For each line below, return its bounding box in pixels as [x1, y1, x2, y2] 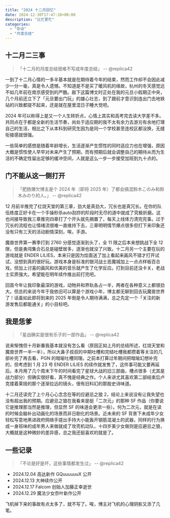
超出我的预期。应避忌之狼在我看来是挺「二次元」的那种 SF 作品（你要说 [14, 398, 164, 404]
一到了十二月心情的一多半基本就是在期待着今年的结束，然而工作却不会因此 [5, 76, 160, 82]
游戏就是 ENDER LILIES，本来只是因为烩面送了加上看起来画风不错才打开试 [5, 252, 160, 258]
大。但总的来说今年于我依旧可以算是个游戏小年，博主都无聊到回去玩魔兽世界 [5, 288, 165, 294]
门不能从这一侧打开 [5, 171, 65, 180]
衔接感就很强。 [5, 132, 36, 138]
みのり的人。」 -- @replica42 [22, 192, 82, 198]
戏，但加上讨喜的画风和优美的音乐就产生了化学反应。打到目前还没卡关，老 [5, 265, 160, 271]
